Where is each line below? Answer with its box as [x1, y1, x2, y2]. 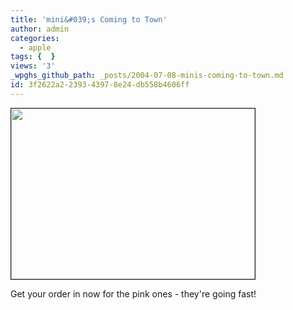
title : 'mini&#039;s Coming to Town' [10, 14, 168, 25]
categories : [10, 33, 60, 43]
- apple [19, 42, 52, 53]
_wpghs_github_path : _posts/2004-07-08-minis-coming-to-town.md [10, 71, 284, 81]
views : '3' [10, 61, 56, 71]
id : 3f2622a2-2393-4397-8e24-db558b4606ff [10, 80, 190, 90]
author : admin [10, 24, 70, 34]
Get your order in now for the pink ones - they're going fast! [10, 287, 257, 300]
